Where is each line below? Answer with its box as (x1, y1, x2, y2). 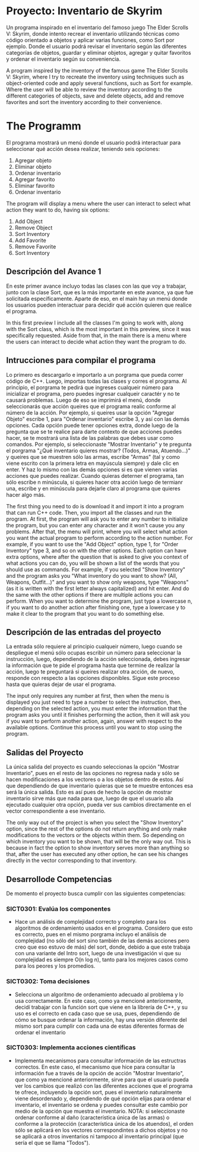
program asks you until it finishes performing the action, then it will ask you (6, 712, 190, 719)
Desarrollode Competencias (6, 874, 112, 884)
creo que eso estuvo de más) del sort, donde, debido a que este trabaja (14, 943, 191, 950)
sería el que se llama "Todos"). (14, 1139, 90, 1146)
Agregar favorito (14, 175, 55, 182)
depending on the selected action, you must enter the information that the (6, 705, 187, 712)
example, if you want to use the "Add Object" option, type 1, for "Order (6, 540, 179, 547)
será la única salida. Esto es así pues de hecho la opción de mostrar (6, 789, 172, 796)
